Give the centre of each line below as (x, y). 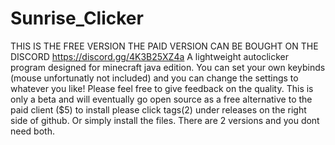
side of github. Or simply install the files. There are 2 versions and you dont (165, 120)
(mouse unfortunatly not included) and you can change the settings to (154, 78)
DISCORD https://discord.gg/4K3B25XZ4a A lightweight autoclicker (149, 56)
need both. (32, 131)
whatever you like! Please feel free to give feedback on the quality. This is (162, 88)
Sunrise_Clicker (77, 18)
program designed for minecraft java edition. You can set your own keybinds (168, 67)
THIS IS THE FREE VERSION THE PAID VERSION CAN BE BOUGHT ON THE (164, 46)
